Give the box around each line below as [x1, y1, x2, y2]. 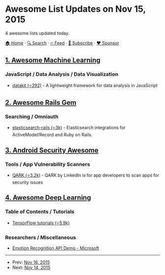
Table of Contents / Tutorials [5, 208, 75, 215]
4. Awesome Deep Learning [5, 193, 91, 202]
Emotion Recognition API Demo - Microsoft [12, 245, 99, 251]
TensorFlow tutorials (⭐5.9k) [12, 220, 70, 226]
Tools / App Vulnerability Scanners [5, 161, 90, 168]
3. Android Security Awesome [5, 146, 99, 154]
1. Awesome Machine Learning [5, 56, 101, 64]
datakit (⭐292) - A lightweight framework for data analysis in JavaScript [12, 82, 158, 88]
